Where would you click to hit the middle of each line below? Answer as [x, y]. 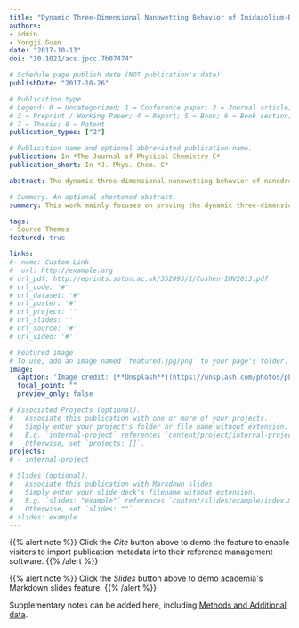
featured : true [37, 238]
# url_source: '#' [43, 328]
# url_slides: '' [41, 320]
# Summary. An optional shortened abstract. [93, 197]
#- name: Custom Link [49, 262]
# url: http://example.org [61, 270]
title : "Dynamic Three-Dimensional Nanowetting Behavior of [123, 17]
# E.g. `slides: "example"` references [87, 500]
